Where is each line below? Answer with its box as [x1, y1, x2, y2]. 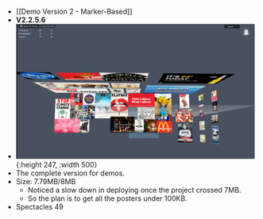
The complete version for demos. [15, 168, 126, 178]
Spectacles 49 [15, 202, 64, 211]
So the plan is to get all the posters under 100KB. [27, 194, 188, 203]
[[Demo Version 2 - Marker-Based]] [15, 7, 133, 16]
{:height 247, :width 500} [15, 159, 98, 169]
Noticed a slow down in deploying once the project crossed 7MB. [27, 185, 242, 194]
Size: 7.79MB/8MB [15, 176, 76, 186]
